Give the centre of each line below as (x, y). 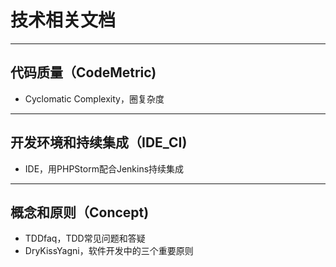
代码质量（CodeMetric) (83, 72)
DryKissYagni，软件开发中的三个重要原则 (109, 251)
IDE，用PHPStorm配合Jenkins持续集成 (104, 168)
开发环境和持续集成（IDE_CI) (99, 142)
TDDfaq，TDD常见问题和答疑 (85, 238)
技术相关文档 (63, 20)
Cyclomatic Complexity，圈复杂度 (94, 98)
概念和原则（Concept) (80, 212)
